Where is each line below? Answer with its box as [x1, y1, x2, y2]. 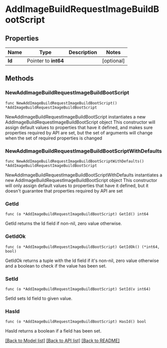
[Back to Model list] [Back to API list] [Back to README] [5, 337, 120, 343]
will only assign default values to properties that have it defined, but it [5, 182, 148, 188]
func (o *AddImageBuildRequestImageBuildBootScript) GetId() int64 [5, 211, 149, 217]
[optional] [101, 57, 125, 64]
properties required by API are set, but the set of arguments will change [5, 129, 153, 135]
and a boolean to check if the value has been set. [5, 262, 107, 268]
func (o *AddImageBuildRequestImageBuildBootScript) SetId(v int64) [5, 286, 151, 291]
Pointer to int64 [26, 57, 64, 64]
